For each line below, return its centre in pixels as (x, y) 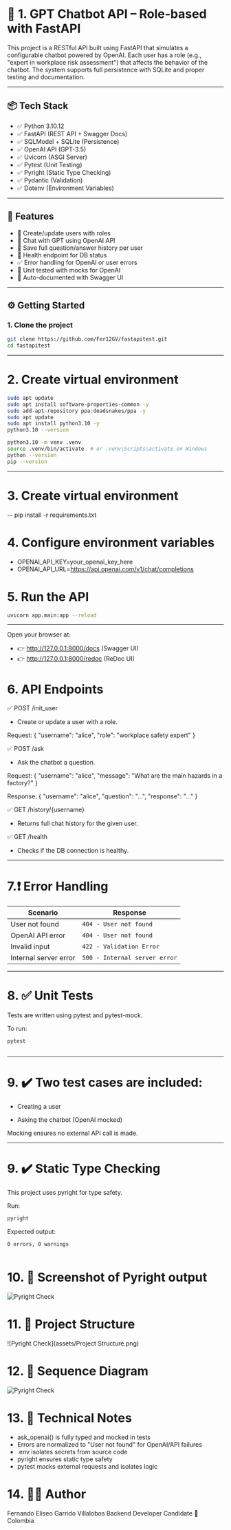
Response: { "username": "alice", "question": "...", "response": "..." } (102, 796)
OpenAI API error (38, 935)
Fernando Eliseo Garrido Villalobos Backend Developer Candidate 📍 (103, 1513)
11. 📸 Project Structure (71, 1324)
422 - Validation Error (121, 947)
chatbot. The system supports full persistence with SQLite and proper (106, 70)
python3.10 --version (38, 430)
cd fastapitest (29, 346)
